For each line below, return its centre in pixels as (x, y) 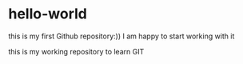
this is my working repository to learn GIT (76, 51)
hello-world (48, 14)
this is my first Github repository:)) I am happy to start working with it (121, 36)
